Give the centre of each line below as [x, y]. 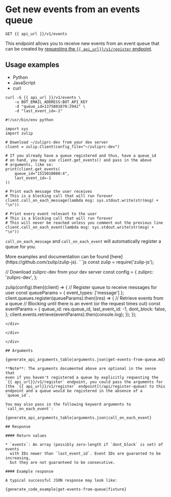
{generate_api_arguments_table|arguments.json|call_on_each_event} [79, 418]
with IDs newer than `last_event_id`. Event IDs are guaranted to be [85, 454]
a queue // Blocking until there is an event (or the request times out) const [83, 303]
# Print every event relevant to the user [51, 214]
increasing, [18, 458]
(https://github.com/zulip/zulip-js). [42, 262]
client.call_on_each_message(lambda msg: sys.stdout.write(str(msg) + [82, 200]
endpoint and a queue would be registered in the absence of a [74, 391]
